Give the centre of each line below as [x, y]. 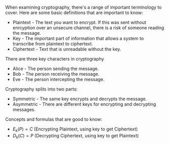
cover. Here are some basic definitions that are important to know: [74, 13]
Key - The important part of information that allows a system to [78, 38]
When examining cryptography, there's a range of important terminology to [83, 7]
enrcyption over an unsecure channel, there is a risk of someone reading [88, 28]
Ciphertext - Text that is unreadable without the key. [67, 49]
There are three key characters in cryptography [55, 59]
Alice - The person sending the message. [56, 68]
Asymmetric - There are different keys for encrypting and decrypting [84, 104]
